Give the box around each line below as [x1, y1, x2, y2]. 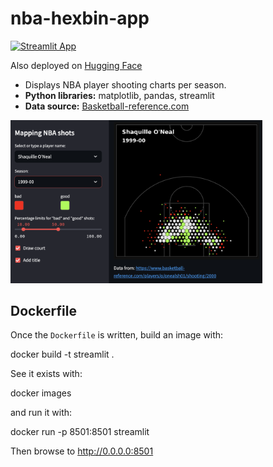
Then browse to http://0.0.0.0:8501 [10, 445, 154, 457]
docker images [10, 387, 72, 399]
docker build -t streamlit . [10, 348, 115, 361]
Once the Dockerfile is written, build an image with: [10, 329, 224, 341]
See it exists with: [10, 368, 83, 380]
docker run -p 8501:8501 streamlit [10, 426, 150, 438]
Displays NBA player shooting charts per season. [24, 78, 227, 91]
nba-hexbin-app [10, 7, 150, 30]
